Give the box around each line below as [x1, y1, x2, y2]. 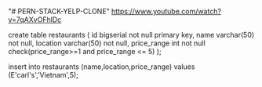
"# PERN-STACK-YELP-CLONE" [8, 7, 110, 16]
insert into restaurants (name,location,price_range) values [8, 62, 195, 71]
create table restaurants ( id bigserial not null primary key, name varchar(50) [8, 31, 255, 39]
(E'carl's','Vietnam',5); [8, 71, 78, 79]
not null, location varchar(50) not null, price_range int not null [8, 38, 206, 48]
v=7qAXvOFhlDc [8, 15, 62, 24]
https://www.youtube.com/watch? [111, 7, 222, 16]
